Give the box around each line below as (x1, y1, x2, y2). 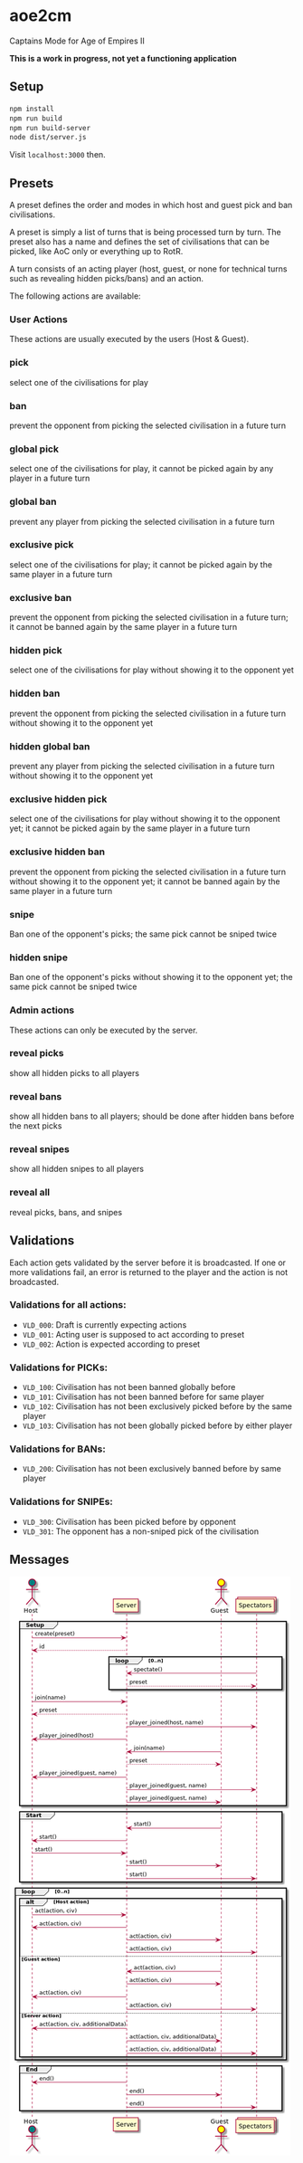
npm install (9, 104, 54, 113)
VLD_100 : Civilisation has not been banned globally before (22, 1382, 236, 1393)
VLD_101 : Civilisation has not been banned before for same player (22, 1391, 265, 1403)
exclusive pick (9, 538, 74, 551)
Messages (9, 1552, 70, 1567)
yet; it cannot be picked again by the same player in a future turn (9, 823, 251, 834)
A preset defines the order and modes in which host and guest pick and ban (9, 200, 293, 211)
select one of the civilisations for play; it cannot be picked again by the (9, 558, 273, 570)
